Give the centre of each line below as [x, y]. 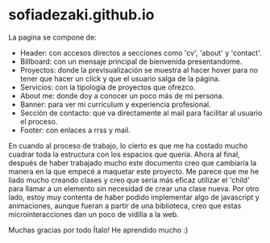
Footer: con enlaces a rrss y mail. [75, 130]
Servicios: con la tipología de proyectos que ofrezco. [108, 87]
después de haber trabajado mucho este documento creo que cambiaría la [133, 162]
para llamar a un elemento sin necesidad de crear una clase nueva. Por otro [134, 188]
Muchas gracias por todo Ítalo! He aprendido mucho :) [98, 230]
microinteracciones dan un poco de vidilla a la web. [93, 214]
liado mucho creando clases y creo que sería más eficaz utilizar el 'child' [129, 180]
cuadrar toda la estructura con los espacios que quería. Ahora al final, [124, 154]
